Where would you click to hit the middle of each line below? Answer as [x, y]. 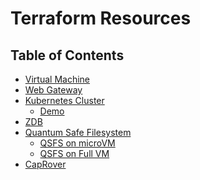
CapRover [45, 164]
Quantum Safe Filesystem [78, 132]
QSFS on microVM [77, 143]
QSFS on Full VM [74, 153]
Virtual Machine [57, 79]
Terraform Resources [101, 18]
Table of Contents [67, 55]
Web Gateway [53, 90]
